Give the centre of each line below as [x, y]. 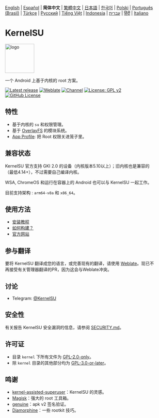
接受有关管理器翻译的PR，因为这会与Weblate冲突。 [60, 269]
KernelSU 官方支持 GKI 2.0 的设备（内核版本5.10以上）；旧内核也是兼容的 [77, 166]
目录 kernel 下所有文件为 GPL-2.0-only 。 [53, 357]
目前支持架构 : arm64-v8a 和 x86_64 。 [41, 192]
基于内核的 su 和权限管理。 [39, 124]
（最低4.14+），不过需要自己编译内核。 [43, 172]
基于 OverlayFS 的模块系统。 [40, 130]
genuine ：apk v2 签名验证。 [40, 404]
